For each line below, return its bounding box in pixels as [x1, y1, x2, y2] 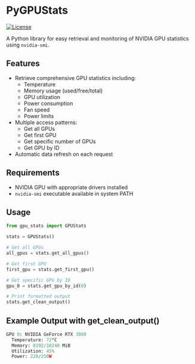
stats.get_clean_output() [6, 299, 70, 305]
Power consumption [23, 100, 73, 107]
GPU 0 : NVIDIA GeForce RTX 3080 [6, 331, 86, 337]
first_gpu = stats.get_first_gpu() [6, 266, 95, 272]
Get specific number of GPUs [23, 138, 97, 145]
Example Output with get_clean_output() [6, 316, 160, 326]
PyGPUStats [6, 4, 69, 17]
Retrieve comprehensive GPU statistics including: [14, 74, 136, 81]
